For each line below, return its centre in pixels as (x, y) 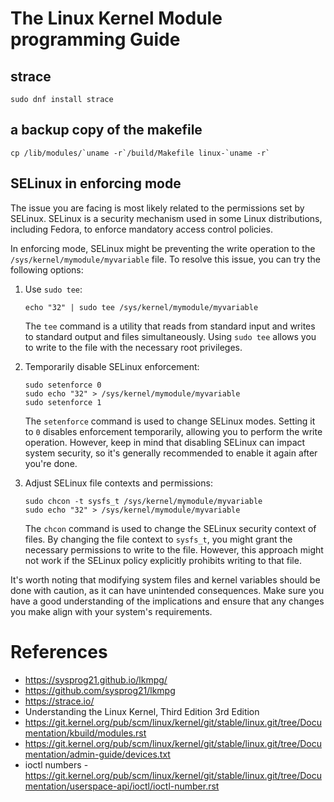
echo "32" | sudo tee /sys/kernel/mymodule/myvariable (141, 307)
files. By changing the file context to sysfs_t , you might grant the (158, 539)
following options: (47, 269)
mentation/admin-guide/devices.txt (97, 754)
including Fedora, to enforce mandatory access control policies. (141, 229)
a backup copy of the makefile (106, 130)
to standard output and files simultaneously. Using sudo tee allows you (170, 336)
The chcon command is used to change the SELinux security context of (170, 528)
